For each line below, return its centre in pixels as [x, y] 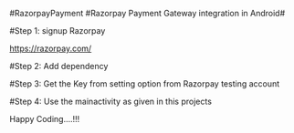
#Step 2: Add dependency [59, 66]
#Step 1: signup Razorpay [58, 31]
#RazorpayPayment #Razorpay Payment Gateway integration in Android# [147, 13]
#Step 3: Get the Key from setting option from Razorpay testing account [145, 84]
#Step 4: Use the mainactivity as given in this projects [111, 101]
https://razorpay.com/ [51, 48]
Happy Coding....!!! [45, 119]
